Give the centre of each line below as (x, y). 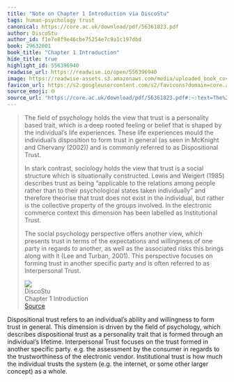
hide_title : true (32, 59)
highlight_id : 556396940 (43, 66)
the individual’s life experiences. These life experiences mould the (119, 132)
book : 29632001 (29, 46)
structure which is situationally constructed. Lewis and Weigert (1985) (124, 176)
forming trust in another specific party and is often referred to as (117, 263)
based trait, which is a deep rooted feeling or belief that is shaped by (123, 125)
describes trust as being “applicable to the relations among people (120, 183)
